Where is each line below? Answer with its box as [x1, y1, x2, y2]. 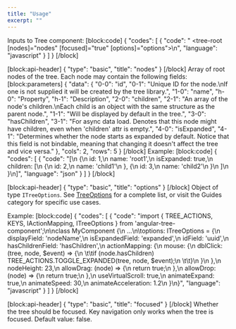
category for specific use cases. [7, 198, 101, 206]
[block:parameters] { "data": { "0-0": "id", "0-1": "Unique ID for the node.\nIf [7, 79, 228, 88]
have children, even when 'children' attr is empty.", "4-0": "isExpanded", [7, 124, 216, 133]
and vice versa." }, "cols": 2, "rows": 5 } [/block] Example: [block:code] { [7, 147, 217, 155]
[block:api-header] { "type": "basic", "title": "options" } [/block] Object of [7, 183, 218, 191]
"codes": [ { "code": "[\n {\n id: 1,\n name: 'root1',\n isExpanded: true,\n [7, 154, 213, 162]
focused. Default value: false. [7, 314, 93, 323]
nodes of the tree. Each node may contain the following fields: [7, 72, 188, 81]
